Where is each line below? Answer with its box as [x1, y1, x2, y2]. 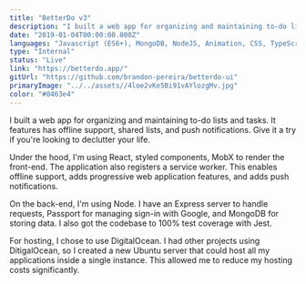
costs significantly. [9, 264, 80, 275]
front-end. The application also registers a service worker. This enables [9, 161, 278, 172]
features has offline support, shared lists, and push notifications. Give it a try [9, 124, 297, 135]
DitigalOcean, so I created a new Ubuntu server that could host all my [9, 245, 270, 256]
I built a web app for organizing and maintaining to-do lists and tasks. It [9, 115, 276, 126]
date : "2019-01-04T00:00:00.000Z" [9, 30, 141, 39]
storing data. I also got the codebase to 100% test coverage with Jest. [9, 218, 272, 228]
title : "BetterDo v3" [9, 13, 92, 23]
